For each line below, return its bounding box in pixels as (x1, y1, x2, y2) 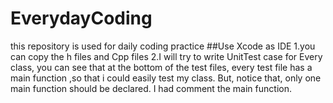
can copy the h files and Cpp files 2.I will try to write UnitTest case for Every (10, 50, 323, 62)
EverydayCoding (10, 7, 153, 30)
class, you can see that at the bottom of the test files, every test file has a (10, 61, 313, 73)
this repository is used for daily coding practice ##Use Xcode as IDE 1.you (10, 40, 316, 52)
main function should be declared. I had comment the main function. (10, 82, 292, 94)
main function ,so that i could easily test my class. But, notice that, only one (10, 72, 322, 84)
